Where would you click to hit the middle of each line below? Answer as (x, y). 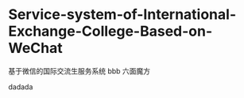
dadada (21, 87)
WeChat (35, 48)
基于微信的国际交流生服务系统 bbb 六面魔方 (79, 71)
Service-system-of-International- (122, 15)
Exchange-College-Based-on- (110, 31)
